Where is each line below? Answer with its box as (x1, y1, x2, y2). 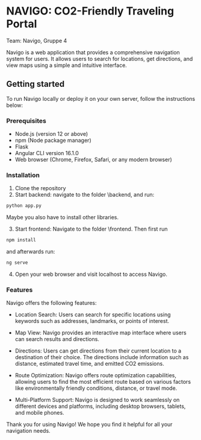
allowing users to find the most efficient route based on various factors (14, 378, 191, 386)
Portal (6, 17, 37, 31)
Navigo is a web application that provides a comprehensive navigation (6, 48, 181, 56)
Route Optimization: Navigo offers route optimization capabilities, (14, 372, 176, 379)
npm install (6, 237, 36, 243)
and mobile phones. (14, 409, 64, 416)
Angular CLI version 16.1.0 (14, 150, 79, 157)
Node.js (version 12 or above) (14, 130, 88, 138)
